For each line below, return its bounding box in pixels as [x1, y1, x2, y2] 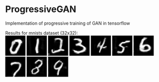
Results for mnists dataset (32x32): [5, 30, 78, 36]
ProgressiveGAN [5, 4, 76, 15]
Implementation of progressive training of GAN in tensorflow [5, 20, 130, 26]
